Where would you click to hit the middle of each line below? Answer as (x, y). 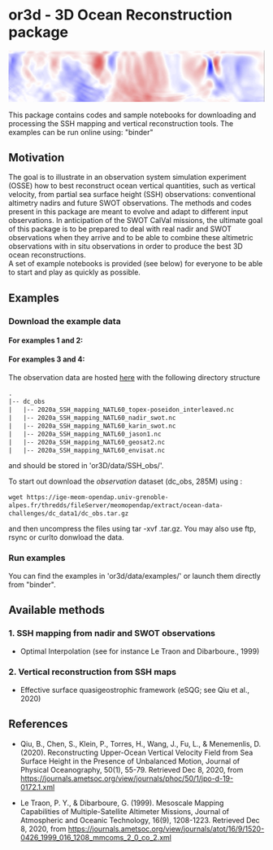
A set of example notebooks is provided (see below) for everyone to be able (136, 264)
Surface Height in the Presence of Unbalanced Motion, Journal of (130, 761)
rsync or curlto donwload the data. (66, 537)
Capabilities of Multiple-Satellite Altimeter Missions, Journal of (125, 811)
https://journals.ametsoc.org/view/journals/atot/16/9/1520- (166, 829)
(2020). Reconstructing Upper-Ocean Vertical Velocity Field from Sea (136, 752)
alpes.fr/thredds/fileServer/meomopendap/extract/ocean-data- (116, 505)
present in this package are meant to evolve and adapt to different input (128, 212)
